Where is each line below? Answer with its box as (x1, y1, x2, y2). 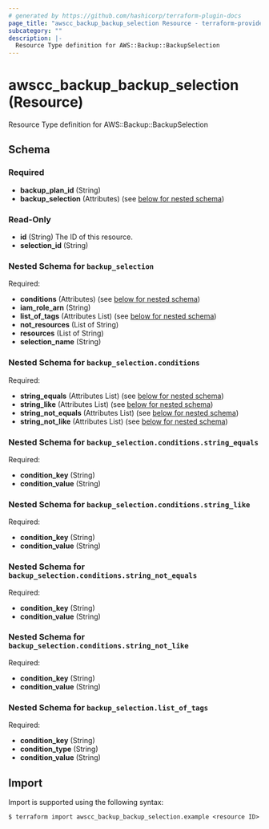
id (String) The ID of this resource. (19, 232, 134, 242)
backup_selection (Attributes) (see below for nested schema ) (19, 193, 225, 203)
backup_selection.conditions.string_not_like (8, 641, 190, 651)
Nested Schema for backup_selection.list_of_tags (8, 701, 209, 713)
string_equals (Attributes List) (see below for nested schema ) (19, 391, 224, 400)
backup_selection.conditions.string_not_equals (8, 571, 198, 580)
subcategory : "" (8, 26, 62, 35)
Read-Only (8, 213, 52, 225)
